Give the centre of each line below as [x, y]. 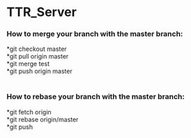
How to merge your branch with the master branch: [95, 34]
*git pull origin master [38, 56]
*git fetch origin [29, 112]
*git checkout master [37, 49]
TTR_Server [42, 12]
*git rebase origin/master [43, 119]
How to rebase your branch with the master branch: [96, 97]
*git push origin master [39, 71]
